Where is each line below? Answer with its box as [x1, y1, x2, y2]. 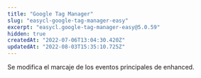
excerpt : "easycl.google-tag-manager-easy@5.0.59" [7, 23, 161, 30]
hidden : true [7, 30, 46, 38]
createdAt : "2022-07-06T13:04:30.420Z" [7, 37, 126, 44]
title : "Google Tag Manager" [7, 10, 94, 18]
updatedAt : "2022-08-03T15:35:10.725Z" [7, 43, 126, 50]
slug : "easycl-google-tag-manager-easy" [7, 17, 129, 24]
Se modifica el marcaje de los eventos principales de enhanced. [7, 63, 195, 71]
